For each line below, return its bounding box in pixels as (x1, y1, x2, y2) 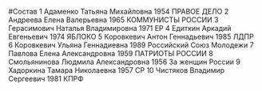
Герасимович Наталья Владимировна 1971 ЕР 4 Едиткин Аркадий (8, 24, 232, 32)
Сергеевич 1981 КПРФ (8, 74, 84, 83)
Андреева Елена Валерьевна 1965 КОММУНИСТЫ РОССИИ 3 (8, 15, 219, 25)
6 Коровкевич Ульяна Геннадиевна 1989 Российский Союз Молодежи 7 (8, 40, 254, 50)
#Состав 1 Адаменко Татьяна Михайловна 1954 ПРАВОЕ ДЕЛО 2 (8, 7, 229, 16)
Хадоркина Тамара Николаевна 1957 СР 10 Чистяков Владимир (8, 66, 225, 74)
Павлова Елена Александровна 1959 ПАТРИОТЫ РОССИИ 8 (8, 49, 213, 58)
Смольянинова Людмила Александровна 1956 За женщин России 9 (8, 57, 241, 66)
